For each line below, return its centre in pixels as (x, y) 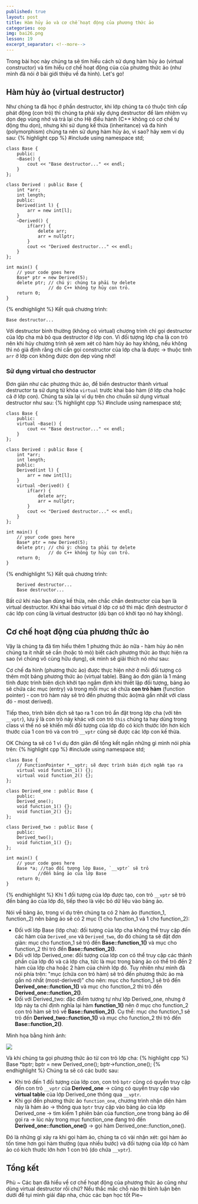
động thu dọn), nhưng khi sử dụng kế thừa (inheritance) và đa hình (87, 125)
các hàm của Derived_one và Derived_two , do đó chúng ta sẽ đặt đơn (98, 936)
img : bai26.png (25, 34)
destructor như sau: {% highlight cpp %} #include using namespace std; (94, 403)
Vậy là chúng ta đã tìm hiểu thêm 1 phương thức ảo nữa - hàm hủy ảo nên (95, 646)
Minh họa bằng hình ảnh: (36, 1035)
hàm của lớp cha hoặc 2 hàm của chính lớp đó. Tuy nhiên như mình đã (100, 968)
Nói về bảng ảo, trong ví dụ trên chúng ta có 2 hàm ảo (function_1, (86, 912)
